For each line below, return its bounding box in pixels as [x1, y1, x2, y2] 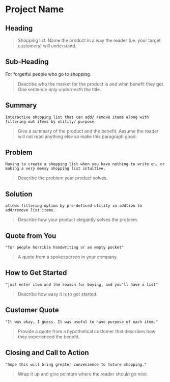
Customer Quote [5, 306, 60, 314]
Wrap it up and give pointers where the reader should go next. [17, 371, 149, 377]
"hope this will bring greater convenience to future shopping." [5, 362, 147, 367]
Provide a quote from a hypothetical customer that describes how [17, 328, 156, 334]
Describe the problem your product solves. [17, 175, 108, 181]
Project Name [5, 4, 64, 15]
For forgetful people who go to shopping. [5, 71, 92, 77]
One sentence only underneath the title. [17, 86, 101, 92]
